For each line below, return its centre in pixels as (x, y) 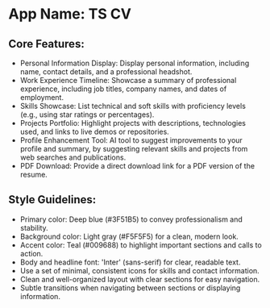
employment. (42, 97)
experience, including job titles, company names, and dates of (123, 89)
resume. (34, 175)
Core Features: (46, 44)
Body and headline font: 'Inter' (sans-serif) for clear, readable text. (130, 262)
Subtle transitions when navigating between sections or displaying (130, 288)
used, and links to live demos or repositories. (94, 131)
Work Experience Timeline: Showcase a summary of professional (128, 80)
